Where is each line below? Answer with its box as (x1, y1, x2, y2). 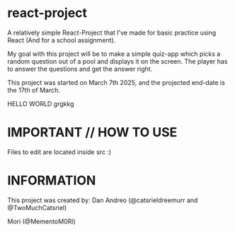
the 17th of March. (7, 86, 60, 94)
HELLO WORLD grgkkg (7, 99, 74, 108)
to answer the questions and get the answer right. (7, 64, 153, 73)
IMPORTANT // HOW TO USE (7, 124, 178, 141)
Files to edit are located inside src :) (7, 147, 112, 156)
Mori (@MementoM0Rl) (7, 217, 76, 226)
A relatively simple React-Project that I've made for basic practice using (7, 28, 217, 37)
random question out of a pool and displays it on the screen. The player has (7, 57, 228, 65)
